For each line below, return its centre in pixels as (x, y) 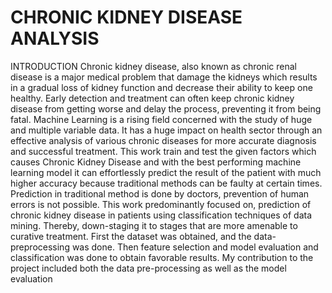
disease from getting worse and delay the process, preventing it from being (166, 108)
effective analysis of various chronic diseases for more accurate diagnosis (163, 140)
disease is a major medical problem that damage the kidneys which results (164, 77)
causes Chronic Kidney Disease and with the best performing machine (156, 162)
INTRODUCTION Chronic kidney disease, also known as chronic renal (153, 66)
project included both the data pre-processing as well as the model (148, 268)
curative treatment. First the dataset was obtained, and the (131, 236)
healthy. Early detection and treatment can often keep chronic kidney (152, 98)
